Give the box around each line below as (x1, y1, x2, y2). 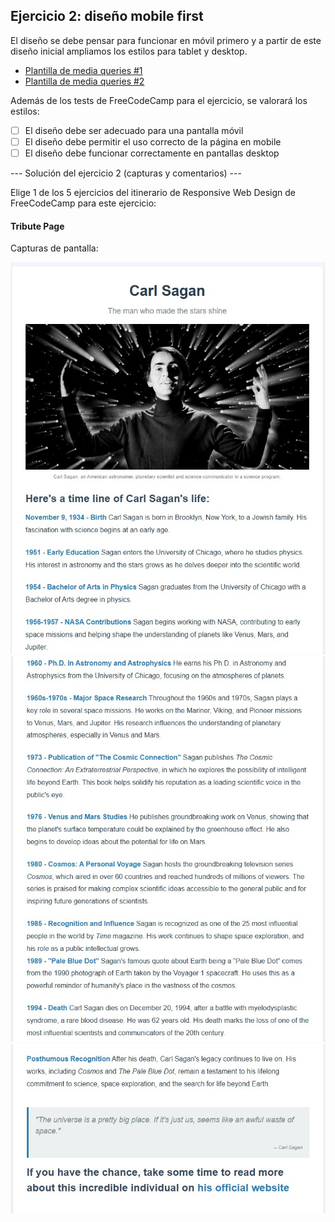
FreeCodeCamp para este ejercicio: (10, 197, 157, 209)
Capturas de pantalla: (10, 242, 99, 254)
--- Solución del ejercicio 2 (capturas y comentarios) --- (10, 167, 242, 179)
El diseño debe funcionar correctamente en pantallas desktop (24, 147, 280, 159)
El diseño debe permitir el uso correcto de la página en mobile (24, 135, 282, 148)
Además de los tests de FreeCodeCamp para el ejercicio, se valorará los (10, 94, 308, 106)
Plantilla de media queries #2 (24, 75, 145, 87)
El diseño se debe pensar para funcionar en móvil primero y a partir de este (10, 34, 322, 46)
